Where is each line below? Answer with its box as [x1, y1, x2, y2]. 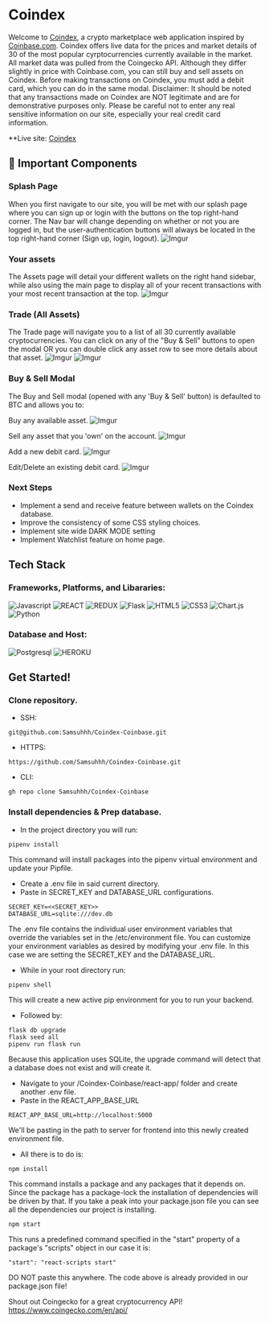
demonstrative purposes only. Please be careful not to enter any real [8, 101, 235, 110]
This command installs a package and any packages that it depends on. [8, 1179, 246, 1189]
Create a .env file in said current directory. [19, 879, 160, 888]
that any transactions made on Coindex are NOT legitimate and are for [8, 92, 240, 101]
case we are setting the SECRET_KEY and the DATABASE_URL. [8, 950, 215, 959]
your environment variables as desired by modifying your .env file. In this [8, 941, 250, 950]
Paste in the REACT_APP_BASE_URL [19, 1095, 140, 1105]
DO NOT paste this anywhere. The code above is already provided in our [8, 1272, 249, 1282]
